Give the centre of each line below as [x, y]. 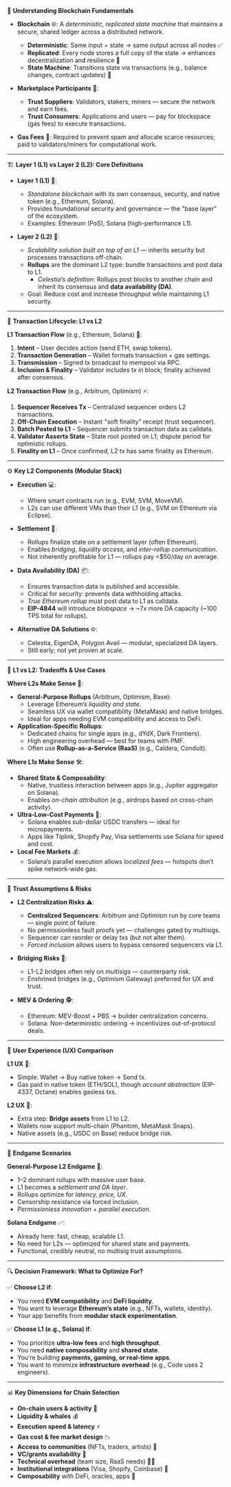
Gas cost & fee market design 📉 [64, 1437]
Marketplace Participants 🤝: [58, 88]
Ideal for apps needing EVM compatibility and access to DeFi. [114, 719]
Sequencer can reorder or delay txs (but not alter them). [107, 937]
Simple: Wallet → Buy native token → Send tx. [81, 1077]
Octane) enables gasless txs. [76, 1092]
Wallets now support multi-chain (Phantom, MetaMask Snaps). [106, 1126]
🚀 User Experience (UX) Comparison [60, 1050]
